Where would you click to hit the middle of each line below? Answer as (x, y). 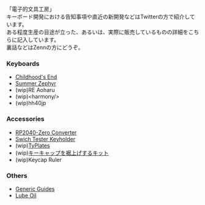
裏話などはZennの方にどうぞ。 (45, 47)
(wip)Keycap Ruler (39, 160)
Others (17, 176)
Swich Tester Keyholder (45, 139)
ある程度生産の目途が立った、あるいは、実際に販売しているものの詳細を (97, 32)
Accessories (25, 119)
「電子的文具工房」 (31, 9)
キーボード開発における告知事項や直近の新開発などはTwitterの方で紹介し (98, 17)
